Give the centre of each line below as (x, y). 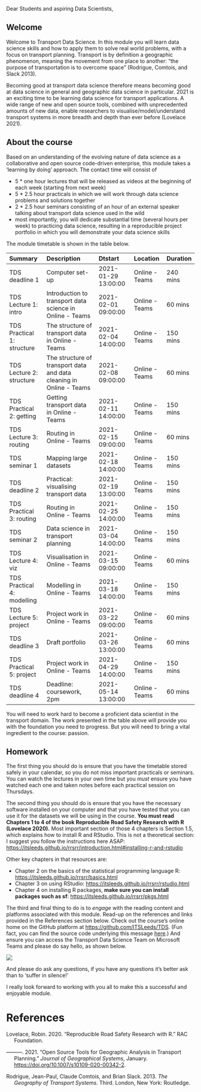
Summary (23, 258)
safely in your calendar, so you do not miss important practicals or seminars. (100, 773)
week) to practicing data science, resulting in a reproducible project (98, 226)
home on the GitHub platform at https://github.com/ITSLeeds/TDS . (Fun (95, 927)
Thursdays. (20, 792)
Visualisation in (68, 556)
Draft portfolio (66, 642)
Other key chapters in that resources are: (57, 860)
